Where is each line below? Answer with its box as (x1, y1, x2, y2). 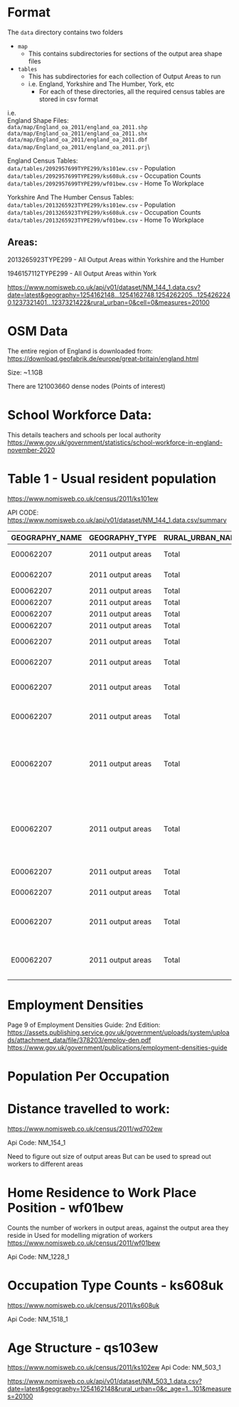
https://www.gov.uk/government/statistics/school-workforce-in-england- (7, 438, 223, 447)
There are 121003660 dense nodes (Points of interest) (7, 382, 166, 390)
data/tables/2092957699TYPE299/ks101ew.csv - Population (7, 163, 176, 172)
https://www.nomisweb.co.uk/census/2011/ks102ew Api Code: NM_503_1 (7, 1363, 221, 1372)
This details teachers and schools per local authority (7, 430, 161, 439)
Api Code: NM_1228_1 (7, 1252, 70, 1261)
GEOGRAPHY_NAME (11, 532, 83, 542)
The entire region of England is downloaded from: (7, 347, 153, 355)
